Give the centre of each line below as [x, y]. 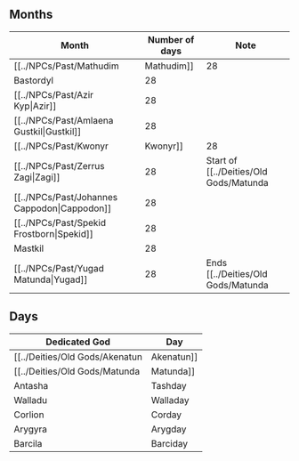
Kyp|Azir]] [35, 106]
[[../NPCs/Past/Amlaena [64, 120]
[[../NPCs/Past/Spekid [60, 222]
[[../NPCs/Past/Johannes [66, 197]
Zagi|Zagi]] [37, 177]
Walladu [30, 400]
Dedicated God [78, 342]
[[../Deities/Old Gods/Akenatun [78, 357]
